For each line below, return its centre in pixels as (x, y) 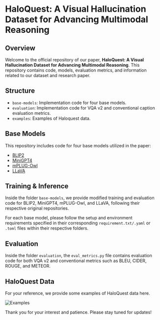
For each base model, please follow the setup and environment (69, 218)
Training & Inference (37, 186)
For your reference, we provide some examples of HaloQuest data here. (78, 293)
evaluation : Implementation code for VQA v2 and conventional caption (84, 108)
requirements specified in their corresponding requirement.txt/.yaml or (78, 223)
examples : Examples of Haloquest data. (51, 118)
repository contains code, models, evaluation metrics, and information (76, 70)
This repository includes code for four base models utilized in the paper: (78, 145)
